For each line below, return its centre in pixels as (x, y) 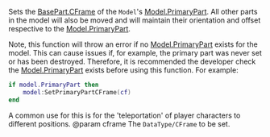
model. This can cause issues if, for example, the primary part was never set (135, 53)
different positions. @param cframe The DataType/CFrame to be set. (119, 123)
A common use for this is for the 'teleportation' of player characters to (125, 115)
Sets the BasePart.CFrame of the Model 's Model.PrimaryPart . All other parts (133, 12)
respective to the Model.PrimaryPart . (70, 29)
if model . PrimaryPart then (54, 85)
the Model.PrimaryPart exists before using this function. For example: (124, 70)
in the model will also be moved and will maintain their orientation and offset (135, 20)
